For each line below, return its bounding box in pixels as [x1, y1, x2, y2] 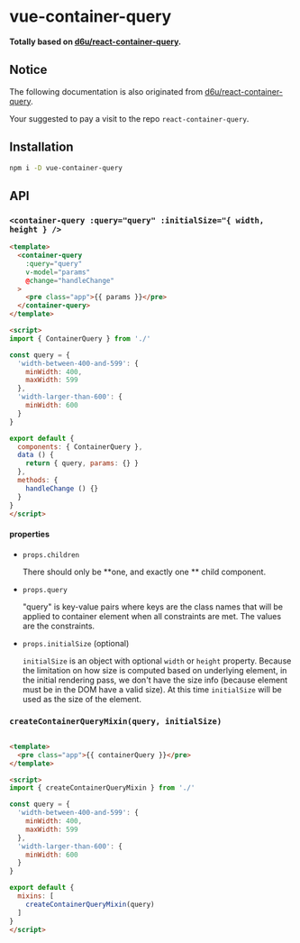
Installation [9, 140, 74, 155]
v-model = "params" [25, 268, 91, 277]
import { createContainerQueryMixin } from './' [9, 783, 195, 792]
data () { [17, 451, 54, 460]
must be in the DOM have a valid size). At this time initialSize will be [22, 683, 282, 695]
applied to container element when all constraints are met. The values [22, 610, 282, 621]
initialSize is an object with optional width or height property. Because [22, 655, 292, 666]
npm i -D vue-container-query [9, 163, 123, 172]
